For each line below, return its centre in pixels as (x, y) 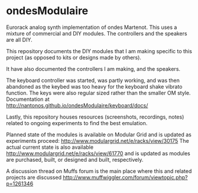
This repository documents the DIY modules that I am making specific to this (99, 51)
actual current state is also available (50, 147)
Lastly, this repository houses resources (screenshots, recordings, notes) (95, 117)
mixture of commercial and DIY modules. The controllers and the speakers (97, 33)
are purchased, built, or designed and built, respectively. (75, 159)
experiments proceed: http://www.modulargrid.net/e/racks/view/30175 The (98, 140)
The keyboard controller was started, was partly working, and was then (93, 80)
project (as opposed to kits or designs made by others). (74, 57)
